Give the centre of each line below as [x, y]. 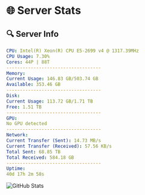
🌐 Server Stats [44, 11]
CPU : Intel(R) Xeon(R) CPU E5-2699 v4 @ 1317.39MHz [72, 51]
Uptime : [16, 169]
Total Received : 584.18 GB [40, 158]
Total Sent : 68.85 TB [34, 152]
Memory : [16, 73]
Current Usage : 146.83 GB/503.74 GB [52, 79]
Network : [17, 135]
